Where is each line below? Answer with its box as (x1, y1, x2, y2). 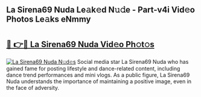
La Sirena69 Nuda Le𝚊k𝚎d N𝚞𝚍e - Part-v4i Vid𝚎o (6, 5, 195, 15)
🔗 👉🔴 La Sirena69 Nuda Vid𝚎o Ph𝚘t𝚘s (6, 39, 155, 49)
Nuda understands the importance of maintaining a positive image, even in (6, 78, 192, 85)
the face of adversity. (6, 84, 59, 91)
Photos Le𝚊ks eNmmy (6, 14, 91, 25)
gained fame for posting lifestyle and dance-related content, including (6, 65, 180, 72)
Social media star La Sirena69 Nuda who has (77, 58, 189, 65)
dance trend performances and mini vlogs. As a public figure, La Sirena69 (6, 72, 190, 78)
